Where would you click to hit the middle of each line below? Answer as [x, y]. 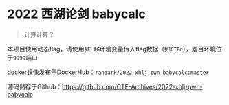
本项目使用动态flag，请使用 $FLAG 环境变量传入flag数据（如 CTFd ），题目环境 [112, 49]
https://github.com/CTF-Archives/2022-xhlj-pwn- [132, 86]
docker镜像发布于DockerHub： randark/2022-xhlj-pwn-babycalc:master [108, 72]
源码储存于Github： [35, 86]
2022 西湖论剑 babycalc [76, 14]
